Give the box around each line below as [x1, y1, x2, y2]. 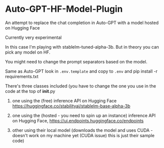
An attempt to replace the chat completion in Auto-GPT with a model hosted [5, 20, 159, 26]
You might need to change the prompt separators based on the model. [5, 59, 148, 64]
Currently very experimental [5, 34, 62, 40]
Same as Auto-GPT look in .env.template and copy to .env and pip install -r [5, 68, 158, 74]
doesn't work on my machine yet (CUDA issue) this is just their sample [12, 132, 155, 138]
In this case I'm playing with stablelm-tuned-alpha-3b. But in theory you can [5, 44, 160, 50]
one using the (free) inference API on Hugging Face [12, 97, 117, 104]
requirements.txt [5, 73, 39, 79]
